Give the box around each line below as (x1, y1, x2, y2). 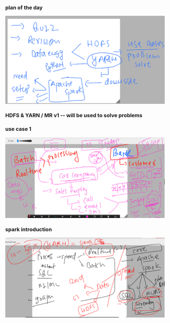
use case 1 (5, 126, 32, 133)
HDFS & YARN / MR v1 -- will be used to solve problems (5, 112, 143, 119)
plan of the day (5, 4, 43, 11)
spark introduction (5, 226, 52, 233)
